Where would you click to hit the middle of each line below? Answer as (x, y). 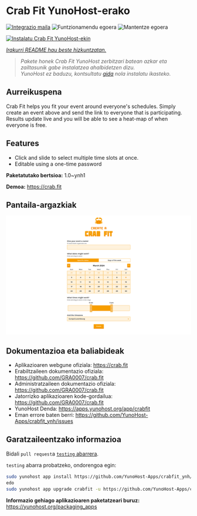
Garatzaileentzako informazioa (64, 439)
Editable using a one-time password (58, 164)
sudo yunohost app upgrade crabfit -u (53, 489)
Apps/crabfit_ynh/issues (44, 421)
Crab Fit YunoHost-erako (68, 11)
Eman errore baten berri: (44, 415)
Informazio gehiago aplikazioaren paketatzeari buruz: (73, 500)
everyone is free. (26, 125)
